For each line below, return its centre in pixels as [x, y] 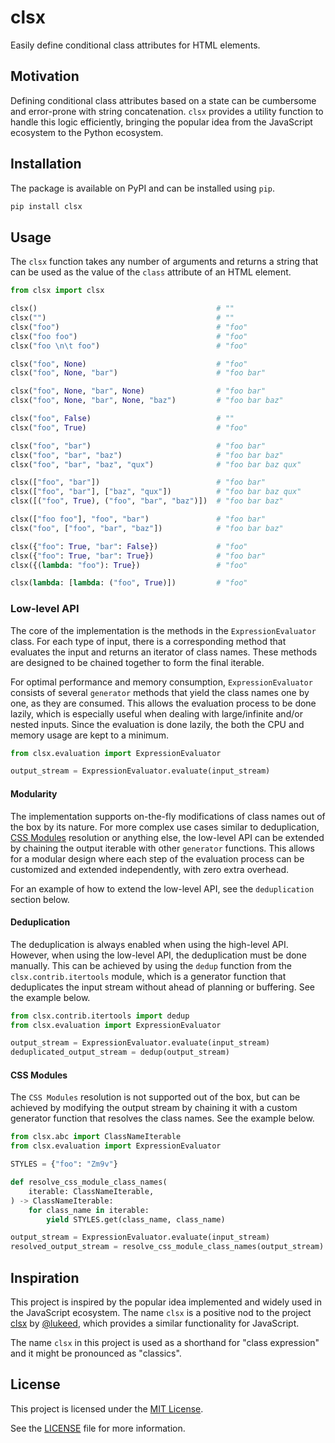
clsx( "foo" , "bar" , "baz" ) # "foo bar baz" [147, 455]
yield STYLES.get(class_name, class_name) [136, 1219]
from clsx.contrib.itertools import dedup [100, 1016]
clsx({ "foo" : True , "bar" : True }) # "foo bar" [138, 556]
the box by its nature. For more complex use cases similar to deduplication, [165, 827]
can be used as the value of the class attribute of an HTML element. [151, 272]
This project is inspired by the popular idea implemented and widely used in [166, 1302]
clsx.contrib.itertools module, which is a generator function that [148, 976]
